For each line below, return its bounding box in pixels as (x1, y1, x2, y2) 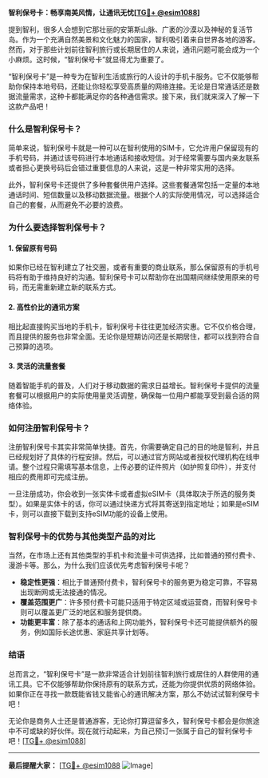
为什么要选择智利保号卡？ (8, 222, 107, 233)
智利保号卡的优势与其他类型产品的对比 (8, 531, 156, 542)
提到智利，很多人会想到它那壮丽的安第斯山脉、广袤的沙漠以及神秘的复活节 (8, 25, 253, 34)
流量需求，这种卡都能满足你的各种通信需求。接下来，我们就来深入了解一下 (14, 92, 260, 101)
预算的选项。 (14, 341, 57, 351)
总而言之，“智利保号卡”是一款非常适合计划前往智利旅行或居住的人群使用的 (8, 669, 253, 678)
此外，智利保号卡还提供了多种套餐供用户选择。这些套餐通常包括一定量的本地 (8, 180, 260, 190)
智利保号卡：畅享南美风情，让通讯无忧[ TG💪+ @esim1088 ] (8, 8, 201, 17)
